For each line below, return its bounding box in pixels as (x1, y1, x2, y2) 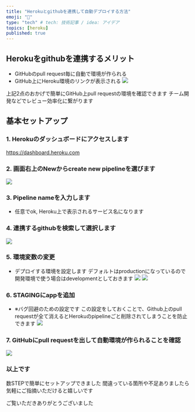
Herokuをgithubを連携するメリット (6, 53, 135, 63)
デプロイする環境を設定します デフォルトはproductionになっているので (14, 267, 186, 274)
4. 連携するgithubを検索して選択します (6, 224, 116, 232)
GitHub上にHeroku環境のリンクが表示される (14, 77, 121, 84)
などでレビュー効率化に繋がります (11, 97, 94, 104)
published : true (6, 30, 46, 36)
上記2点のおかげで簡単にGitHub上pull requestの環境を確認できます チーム (6, 90, 184, 97)
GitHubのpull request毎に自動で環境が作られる (14, 70, 127, 77)
